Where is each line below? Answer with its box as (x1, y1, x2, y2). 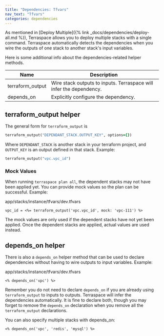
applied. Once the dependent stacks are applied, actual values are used (5, 222, 150, 228)
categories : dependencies (5, 16, 58, 21)
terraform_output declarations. (5, 308, 67, 314)
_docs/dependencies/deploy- (90, 30, 150, 36)
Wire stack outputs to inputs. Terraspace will (51, 80, 153, 86)
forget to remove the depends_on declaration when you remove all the (5, 302, 143, 308)
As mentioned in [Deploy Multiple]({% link (5, 30, 89, 36)
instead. (5, 227, 21, 233)
